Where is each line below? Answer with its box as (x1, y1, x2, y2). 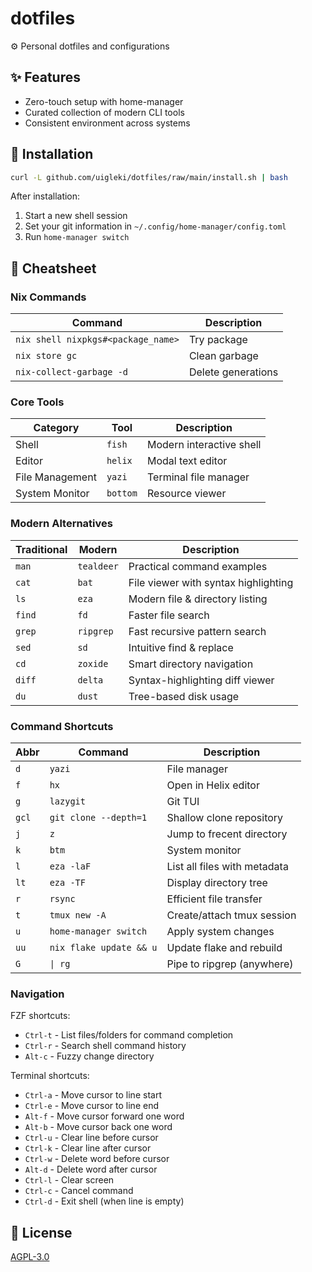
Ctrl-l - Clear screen (24, 1174, 115, 1186)
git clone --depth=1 (49, 812, 148, 824)
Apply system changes (166, 925, 275, 939)
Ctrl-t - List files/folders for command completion (24, 1029, 234, 1041)
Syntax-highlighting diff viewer (128, 673, 275, 687)
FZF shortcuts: (10, 1010, 71, 1022)
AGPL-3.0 (10, 1251, 50, 1263)
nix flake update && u (49, 942, 158, 954)
